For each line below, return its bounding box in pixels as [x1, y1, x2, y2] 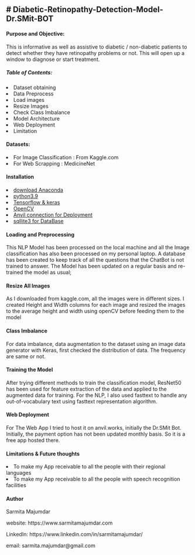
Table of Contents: [6, 69, 53, 76]
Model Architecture [13, 115, 60, 122]
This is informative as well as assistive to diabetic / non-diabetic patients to [6, 43, 187, 50]
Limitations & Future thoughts [6, 450, 80, 457]
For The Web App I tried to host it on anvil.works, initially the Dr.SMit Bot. [6, 424, 182, 431]
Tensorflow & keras [13, 198, 60, 205]
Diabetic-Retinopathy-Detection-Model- [12, 5, 163, 15]
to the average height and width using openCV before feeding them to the [6, 307, 184, 315]
